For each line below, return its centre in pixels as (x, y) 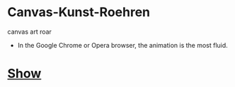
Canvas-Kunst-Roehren (79, 12)
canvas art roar (29, 32)
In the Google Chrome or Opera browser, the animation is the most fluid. (122, 45)
